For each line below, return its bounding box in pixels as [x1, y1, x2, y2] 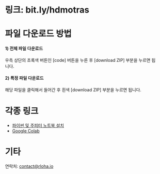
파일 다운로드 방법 [5, 29, 72, 39]
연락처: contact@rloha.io [5, 163, 54, 169]
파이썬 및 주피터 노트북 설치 [12, 122, 64, 128]
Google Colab [12, 128, 40, 133]
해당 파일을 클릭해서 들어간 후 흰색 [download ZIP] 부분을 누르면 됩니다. [5, 87, 142, 92]
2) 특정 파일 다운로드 [5, 75, 44, 81]
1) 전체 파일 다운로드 [5, 45, 43, 51]
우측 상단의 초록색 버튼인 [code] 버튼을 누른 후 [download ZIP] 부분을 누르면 [5, 57, 151, 63]
